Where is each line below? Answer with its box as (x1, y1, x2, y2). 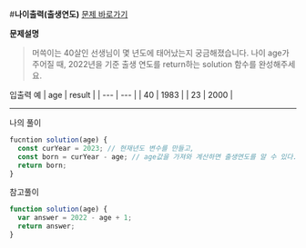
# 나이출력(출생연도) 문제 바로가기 (9, 9, 128, 19)
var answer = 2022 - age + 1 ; (17, 213, 132, 223)
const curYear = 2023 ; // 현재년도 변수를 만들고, (17, 144, 195, 153)
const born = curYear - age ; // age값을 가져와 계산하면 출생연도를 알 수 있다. (17, 152, 298, 162)
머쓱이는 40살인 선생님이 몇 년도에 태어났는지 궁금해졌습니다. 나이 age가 (31, 47, 290, 58)
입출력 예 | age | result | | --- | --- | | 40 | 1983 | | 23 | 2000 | (9, 90, 234, 100)
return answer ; (17, 222, 76, 231)
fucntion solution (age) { (9, 135, 107, 144)
